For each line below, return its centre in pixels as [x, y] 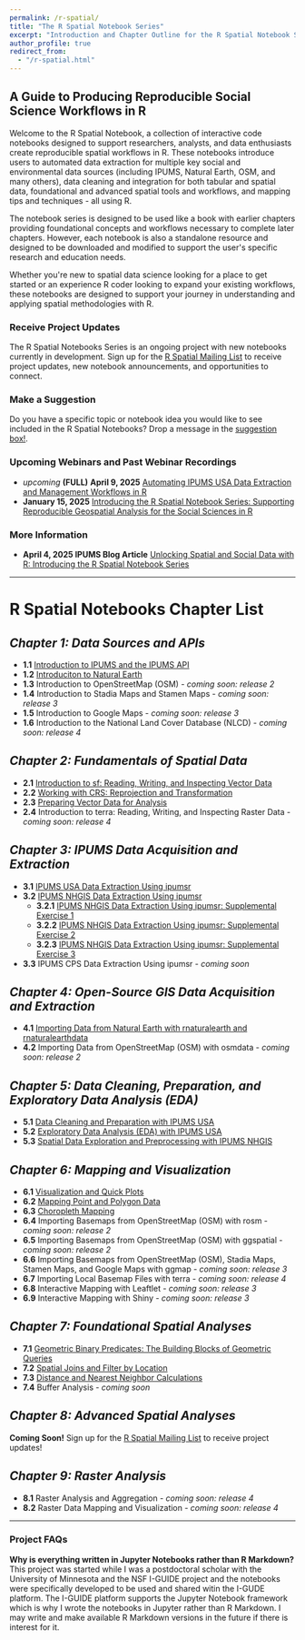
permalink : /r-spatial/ [54, 18]
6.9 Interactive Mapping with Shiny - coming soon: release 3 [136, 1298]
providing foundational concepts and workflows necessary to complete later [152, 227]
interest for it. [34, 1627]
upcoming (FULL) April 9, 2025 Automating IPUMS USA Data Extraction [157, 482]
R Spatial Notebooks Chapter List [137, 609]
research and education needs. [68, 257]
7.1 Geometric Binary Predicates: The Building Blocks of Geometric [147, 1348]
